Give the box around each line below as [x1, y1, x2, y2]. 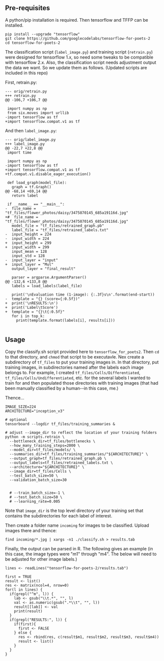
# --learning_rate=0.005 [9, 499, 60, 504]
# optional [5, 417, 27, 422]
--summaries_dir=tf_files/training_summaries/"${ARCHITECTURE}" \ [9, 451, 148, 456]
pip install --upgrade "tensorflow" [5, 31, 80, 36]
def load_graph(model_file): [7, 180, 67, 185]
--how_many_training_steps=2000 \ [9, 443, 80, 448]
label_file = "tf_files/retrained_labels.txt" [11, 227, 109, 233]
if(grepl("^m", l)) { [9, 591, 54, 597]
